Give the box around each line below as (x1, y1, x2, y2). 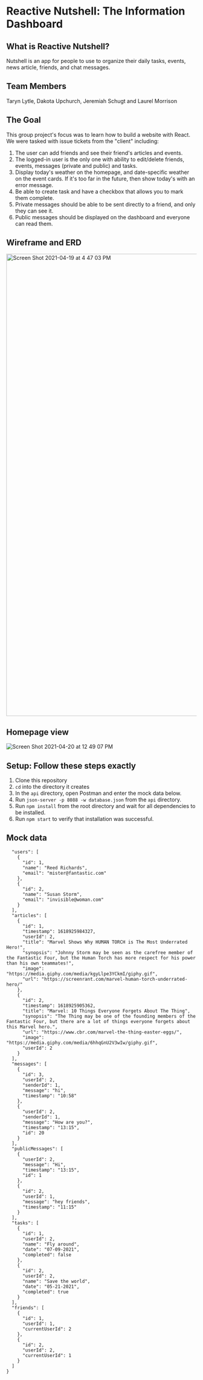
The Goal (6, 115, 41, 125)
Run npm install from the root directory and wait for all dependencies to (14, 803, 196, 810)
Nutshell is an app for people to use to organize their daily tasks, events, (6, 58, 186, 64)
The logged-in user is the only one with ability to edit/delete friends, (14, 156, 185, 163)
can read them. (14, 220, 53, 227)
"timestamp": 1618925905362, (22, 1003, 96, 1009)
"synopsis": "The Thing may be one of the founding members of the (22, 1013, 196, 1019)
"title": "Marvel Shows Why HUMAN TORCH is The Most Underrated (22, 939, 188, 945)
